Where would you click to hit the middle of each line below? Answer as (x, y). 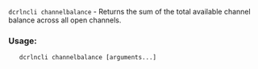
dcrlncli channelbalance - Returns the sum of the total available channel (130, 12)
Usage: (23, 41)
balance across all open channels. (65, 20)
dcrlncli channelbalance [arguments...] (88, 58)
